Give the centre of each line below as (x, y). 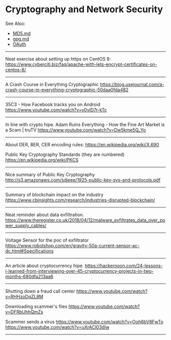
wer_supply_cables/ (26, 225)
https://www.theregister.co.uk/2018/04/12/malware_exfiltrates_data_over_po (85, 220)
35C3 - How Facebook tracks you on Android (53, 104)
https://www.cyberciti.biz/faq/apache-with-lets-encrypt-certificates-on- (81, 64)
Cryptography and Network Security (84, 9)
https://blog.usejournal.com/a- (132, 84)
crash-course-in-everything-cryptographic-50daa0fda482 (67, 90)
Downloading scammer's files (36, 306)
